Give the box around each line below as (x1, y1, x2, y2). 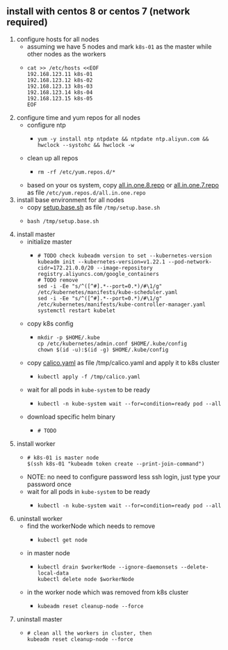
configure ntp (26, 121, 67, 129)
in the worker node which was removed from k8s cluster (26, 588, 189, 596)
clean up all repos (26, 153, 79, 162)
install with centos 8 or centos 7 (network (6, 6, 190, 17)
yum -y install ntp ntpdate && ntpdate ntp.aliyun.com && (37, 135, 209, 142)
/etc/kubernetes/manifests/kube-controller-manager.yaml (37, 301, 206, 308)
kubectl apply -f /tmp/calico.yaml (37, 373, 140, 380)
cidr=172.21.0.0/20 (37, 264, 95, 271)
